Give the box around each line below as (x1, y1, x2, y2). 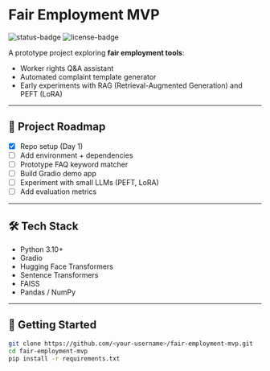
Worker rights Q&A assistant (19, 63, 114, 73)
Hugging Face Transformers (19, 262, 114, 271)
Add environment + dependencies (19, 150, 133, 160)
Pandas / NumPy (19, 287, 76, 297)
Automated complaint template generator (19, 72, 157, 81)
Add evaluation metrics (19, 187, 97, 196)
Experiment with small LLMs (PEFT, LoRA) (19, 178, 159, 187)
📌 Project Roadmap (8, 120, 106, 134)
